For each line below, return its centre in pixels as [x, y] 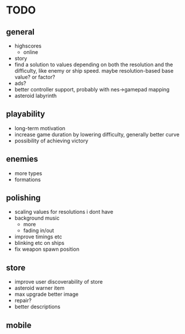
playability [26, 114]
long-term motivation [40, 128]
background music [37, 218]
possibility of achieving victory [51, 141]
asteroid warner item [39, 288]
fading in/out [39, 231]
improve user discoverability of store [59, 282]
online [31, 52]
